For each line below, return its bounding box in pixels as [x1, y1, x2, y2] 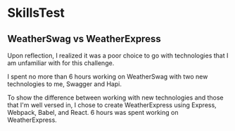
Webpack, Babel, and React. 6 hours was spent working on [7, 109, 179, 116]
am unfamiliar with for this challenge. [7, 59, 115, 67]
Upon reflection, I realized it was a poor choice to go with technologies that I [7, 51, 229, 60]
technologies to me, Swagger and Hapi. [7, 80, 122, 88]
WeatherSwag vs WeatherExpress [7, 33, 161, 45]
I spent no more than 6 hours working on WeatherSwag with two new [7, 72, 208, 81]
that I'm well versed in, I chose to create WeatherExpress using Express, [7, 101, 217, 109]
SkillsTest [7, 5, 65, 21]
